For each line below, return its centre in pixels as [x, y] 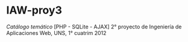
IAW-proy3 [34, 10]
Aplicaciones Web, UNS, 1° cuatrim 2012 [56, 33]
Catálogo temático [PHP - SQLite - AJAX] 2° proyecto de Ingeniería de [94, 27]
